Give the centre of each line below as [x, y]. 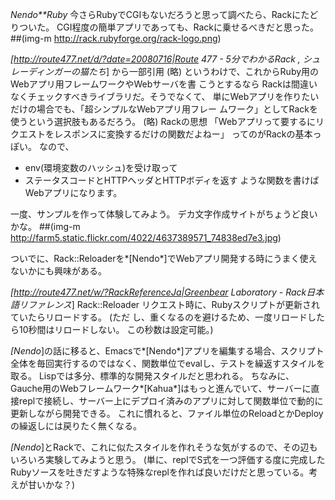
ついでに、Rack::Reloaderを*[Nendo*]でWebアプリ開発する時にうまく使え [164, 258]
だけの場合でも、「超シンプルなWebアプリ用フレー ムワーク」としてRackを [164, 109]
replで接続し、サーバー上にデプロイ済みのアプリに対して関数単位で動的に [171, 401]
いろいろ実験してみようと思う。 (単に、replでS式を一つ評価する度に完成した [168, 459]
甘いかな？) [51, 484]
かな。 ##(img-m [45, 226]
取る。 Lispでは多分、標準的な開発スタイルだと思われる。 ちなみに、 [152, 376]
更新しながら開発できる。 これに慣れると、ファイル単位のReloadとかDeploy [167, 413]
